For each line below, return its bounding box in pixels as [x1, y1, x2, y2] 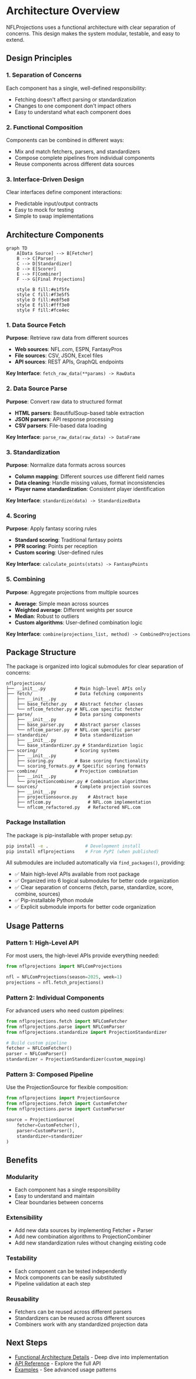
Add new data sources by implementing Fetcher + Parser [14, 1227, 153, 1234]
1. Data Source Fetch [6, 320, 66, 329]
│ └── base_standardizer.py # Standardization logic [6, 742, 144, 749]
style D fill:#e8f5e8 [16, 297, 69, 303]
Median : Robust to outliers [14, 612, 79, 620]
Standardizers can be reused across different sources [14, 1314, 145, 1321]
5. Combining [6, 575, 45, 584]
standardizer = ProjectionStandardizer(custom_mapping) [6, 1056, 146, 1063]
